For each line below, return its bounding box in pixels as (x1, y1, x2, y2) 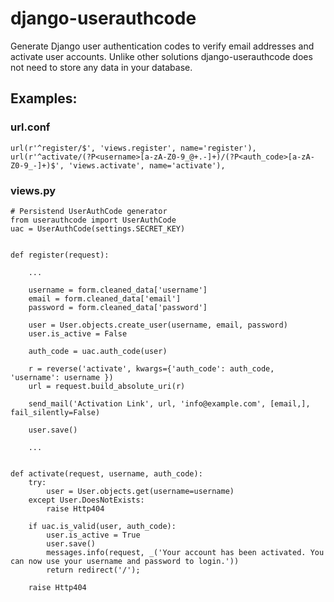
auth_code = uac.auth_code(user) (28, 346, 168, 356)
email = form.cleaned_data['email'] (28, 293, 182, 304)
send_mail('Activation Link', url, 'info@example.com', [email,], (28, 398, 311, 409)
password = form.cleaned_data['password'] (28, 302, 208, 312)
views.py (10, 183, 57, 197)
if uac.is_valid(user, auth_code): (28, 521, 177, 531)
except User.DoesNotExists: (28, 495, 145, 505)
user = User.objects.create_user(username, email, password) (28, 320, 288, 330)
